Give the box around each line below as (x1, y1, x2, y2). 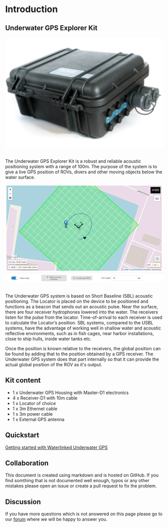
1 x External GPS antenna (12, 416, 65, 422)
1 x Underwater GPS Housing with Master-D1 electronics (12, 389, 129, 396)
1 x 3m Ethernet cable (12, 406, 58, 412)
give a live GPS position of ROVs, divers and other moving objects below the (5, 169, 162, 175)
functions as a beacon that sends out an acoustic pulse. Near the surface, (5, 304, 158, 309)
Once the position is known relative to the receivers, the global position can (5, 346, 161, 351)
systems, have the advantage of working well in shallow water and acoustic (5, 325, 161, 331)
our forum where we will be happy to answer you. (5, 516, 108, 522)
